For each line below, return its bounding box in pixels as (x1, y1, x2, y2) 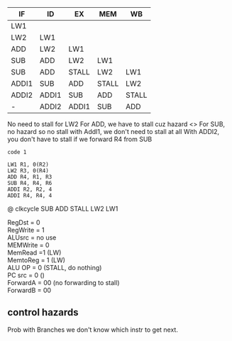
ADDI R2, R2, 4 (7, 186, 53, 193)
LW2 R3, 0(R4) (7, 167, 50, 174)
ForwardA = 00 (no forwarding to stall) (7, 279, 120, 286)
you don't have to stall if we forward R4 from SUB (7, 135, 153, 143)
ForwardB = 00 (7, 286, 52, 294)
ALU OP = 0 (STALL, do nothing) (7, 264, 102, 272)
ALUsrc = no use (7, 233, 57, 242)
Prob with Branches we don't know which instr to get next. (7, 325, 179, 334)
